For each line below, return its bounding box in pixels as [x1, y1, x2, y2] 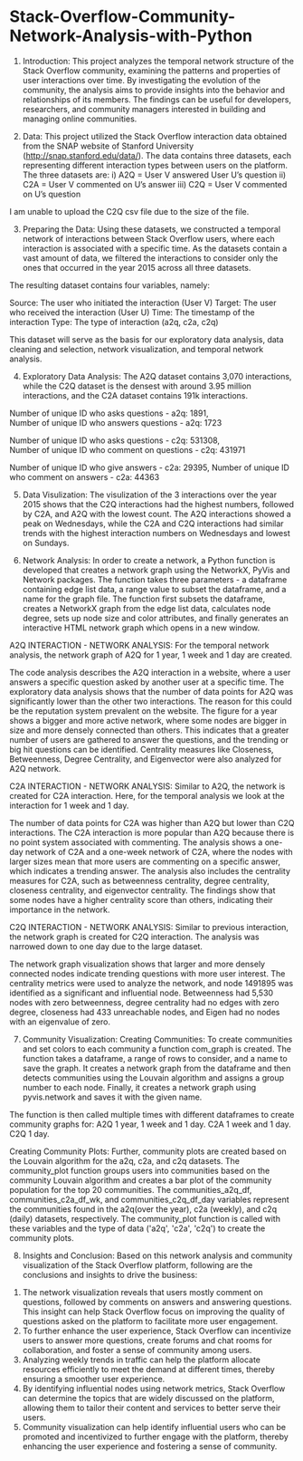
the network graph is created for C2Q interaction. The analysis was [9, 931, 260, 942]
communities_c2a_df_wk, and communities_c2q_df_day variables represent [9, 1194, 289, 1205]
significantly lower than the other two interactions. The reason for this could [9, 696, 292, 706]
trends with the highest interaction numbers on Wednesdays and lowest [22, 527, 291, 538]
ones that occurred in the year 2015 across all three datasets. [22, 262, 251, 273]
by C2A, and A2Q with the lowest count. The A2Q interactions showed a [22, 508, 291, 519]
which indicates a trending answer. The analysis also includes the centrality [9, 865, 291, 876]
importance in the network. [9, 904, 110, 915]
